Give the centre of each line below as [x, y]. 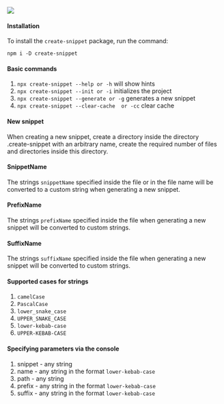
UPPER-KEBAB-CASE [42, 333]
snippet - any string [45, 364]
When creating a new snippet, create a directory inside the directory [103, 136]
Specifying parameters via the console [63, 349]
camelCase [31, 297]
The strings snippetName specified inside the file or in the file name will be [110, 182]
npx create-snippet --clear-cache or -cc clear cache [96, 105]
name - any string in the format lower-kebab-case [86, 371]
